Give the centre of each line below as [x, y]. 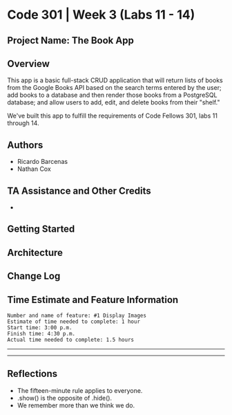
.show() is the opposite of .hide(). [65, 398]
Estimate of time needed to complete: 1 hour [74, 322]
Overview [29, 63]
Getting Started [41, 229]
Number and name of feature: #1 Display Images [77, 315]
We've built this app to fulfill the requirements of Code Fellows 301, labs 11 [112, 116]
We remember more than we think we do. [76, 405]
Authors [25, 145]
